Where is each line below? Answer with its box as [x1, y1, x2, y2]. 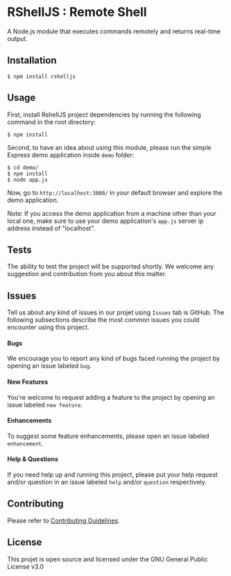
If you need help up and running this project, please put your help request [7, 471, 218, 479]
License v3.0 [7, 562, 44, 570]
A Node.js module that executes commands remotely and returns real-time [7, 27, 221, 35]
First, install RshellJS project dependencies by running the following [7, 110, 201, 119]
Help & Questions [7, 455, 59, 464]
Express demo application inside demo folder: [7, 151, 135, 159]
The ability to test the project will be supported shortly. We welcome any [7, 262, 214, 271]
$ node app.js [7, 176, 49, 183]
